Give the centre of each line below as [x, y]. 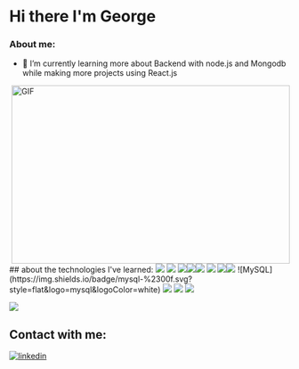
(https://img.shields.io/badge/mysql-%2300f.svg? [101, 279]
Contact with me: [58, 335]
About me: [32, 45]
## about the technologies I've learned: [81, 270]
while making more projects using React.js [100, 73]
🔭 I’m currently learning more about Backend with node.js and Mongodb [154, 63]
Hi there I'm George [83, 16]
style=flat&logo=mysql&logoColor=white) [85, 290]
